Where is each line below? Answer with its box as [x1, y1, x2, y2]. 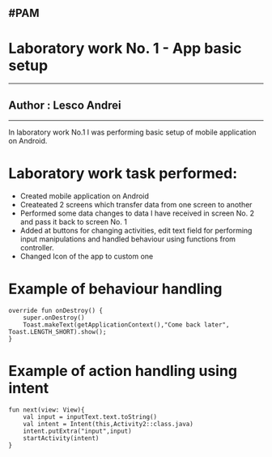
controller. [19, 243, 54, 253]
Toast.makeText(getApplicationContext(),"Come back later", [23, 321, 230, 329]
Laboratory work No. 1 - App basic [8, 39, 242, 58]
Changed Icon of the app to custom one [19, 251, 154, 262]
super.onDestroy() [23, 314, 85, 322]
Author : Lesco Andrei [8, 98, 121, 112]
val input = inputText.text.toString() [23, 412, 158, 421]
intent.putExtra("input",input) [23, 427, 132, 435]
